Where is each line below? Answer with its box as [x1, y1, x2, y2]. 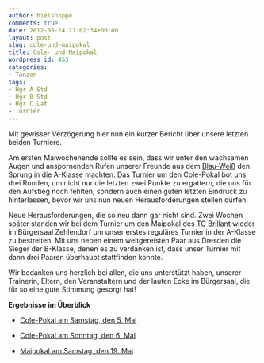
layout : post [8, 33, 52, 42]
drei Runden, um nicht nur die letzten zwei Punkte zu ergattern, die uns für [8, 178, 252, 187]
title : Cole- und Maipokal [8, 48, 98, 56]
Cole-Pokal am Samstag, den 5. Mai [19, 315, 137, 325]
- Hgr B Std [8, 93, 48, 101]
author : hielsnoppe [8, 11, 73, 20]
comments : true [8, 19, 59, 27]
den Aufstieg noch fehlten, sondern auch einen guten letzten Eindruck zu [8, 187, 247, 196]
